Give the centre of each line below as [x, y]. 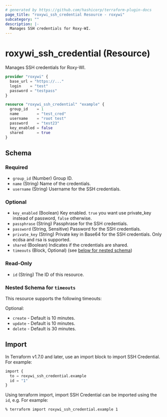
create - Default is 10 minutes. [44, 318]
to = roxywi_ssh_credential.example [48, 376]
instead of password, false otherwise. [52, 218]
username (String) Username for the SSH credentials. [66, 189]
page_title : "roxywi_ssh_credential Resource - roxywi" [65, 15]
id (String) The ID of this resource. [48, 274]
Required [17, 167]
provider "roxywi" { [27, 77]
